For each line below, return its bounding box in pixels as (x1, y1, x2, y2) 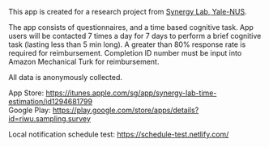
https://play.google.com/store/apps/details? (52, 105, 199, 115)
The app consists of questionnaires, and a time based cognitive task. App (8, 23, 254, 31)
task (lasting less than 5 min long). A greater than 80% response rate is (8, 40, 246, 49)
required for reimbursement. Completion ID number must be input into (8, 48, 242, 57)
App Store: (8, 88, 45, 98)
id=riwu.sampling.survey (8, 114, 92, 124)
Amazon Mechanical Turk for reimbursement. (8, 57, 160, 66)
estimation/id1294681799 (8, 97, 93, 106)
